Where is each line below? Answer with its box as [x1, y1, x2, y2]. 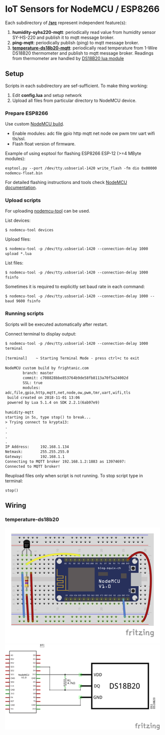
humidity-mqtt [5, 410, 34, 415]
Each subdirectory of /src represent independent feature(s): [5, 20, 127, 26]
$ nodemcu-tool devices [5, 228, 54, 233]
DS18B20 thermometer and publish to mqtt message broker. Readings [12, 50, 154, 56]
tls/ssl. [12, 136, 26, 142]
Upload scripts [5, 197, 41, 204]
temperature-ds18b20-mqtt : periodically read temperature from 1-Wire [12, 45, 158, 51]
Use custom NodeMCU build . [5, 121, 64, 127]
